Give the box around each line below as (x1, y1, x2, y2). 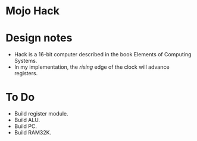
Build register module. (14, 110, 69, 117)
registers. (14, 70, 38, 77)
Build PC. (14, 123, 37, 130)
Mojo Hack (5, 4, 60, 18)
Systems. (14, 57, 37, 65)
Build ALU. (14, 117, 40, 124)
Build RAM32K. (14, 129, 52, 136)
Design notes (5, 31, 73, 45)
